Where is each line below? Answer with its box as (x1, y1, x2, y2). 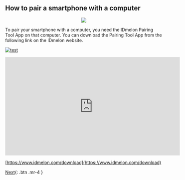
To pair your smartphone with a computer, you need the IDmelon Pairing (5, 26, 154, 32)
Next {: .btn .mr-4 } (5, 169, 43, 175)
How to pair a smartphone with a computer (5, 4, 141, 12)
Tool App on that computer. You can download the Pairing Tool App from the (5, 32, 162, 38)
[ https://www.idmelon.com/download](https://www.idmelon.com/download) (5, 159, 162, 165)
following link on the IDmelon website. (5, 37, 83, 43)
